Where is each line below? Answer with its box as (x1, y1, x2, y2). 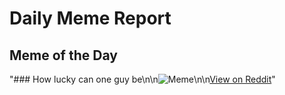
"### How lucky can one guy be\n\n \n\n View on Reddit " (9, 73, 276, 85)
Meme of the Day (9, 47, 118, 64)
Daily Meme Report (9, 7, 172, 30)
